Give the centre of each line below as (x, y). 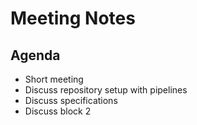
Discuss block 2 (58, 111)
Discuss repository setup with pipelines (106, 90)
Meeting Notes (73, 18)
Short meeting (54, 79)
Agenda (35, 55)
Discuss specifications (71, 100)
